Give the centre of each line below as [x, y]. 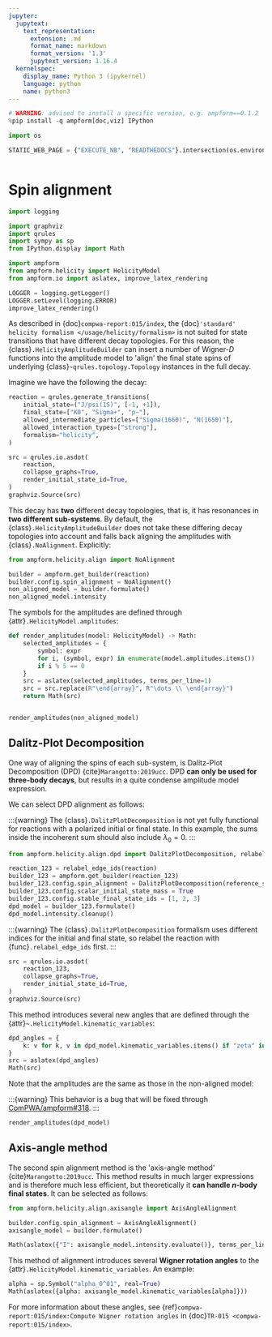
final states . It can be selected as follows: [78, 1193]
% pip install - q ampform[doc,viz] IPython [81, 121]
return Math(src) [52, 696]
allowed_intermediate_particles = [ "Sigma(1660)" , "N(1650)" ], [128, 420]
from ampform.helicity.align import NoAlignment [92, 559]
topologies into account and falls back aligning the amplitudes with [120, 536]
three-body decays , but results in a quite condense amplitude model [124, 780]
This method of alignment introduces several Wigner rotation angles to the [134, 1261]
